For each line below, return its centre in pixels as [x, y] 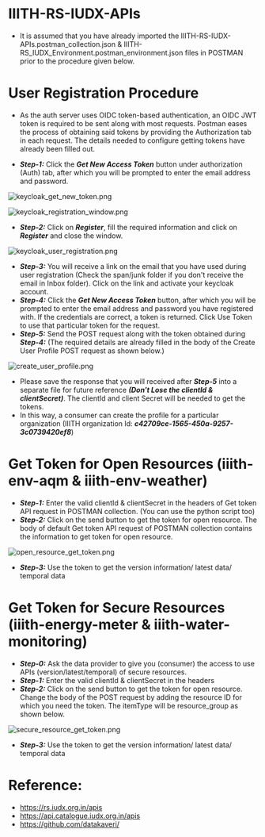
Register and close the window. [71, 236]
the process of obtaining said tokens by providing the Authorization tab [135, 132]
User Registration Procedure [104, 93]
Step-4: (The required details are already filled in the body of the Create [137, 342]
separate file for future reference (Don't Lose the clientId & [116, 390]
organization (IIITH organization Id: [76, 423]
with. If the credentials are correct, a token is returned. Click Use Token [136, 317]
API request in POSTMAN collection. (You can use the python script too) [137, 511]
